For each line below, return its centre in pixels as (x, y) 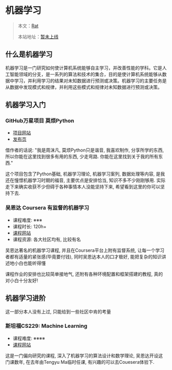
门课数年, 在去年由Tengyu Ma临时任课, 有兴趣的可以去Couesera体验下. (80, 362)
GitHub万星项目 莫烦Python (40, 121)
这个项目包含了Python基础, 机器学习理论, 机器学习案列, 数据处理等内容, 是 (83, 174)
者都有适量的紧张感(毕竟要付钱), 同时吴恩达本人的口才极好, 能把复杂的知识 (84, 256)
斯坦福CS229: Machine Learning (46, 326)
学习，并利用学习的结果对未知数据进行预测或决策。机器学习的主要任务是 (90, 81)
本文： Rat (28, 26)
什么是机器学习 (29, 54)
